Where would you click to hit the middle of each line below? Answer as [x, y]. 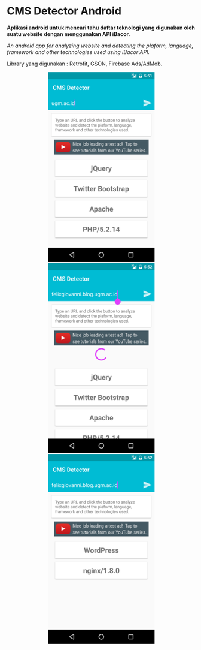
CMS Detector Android [64, 11]
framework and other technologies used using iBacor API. [78, 52]
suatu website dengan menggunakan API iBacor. [68, 34]
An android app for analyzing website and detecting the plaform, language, [100, 46]
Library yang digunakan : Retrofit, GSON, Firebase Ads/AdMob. [85, 64]
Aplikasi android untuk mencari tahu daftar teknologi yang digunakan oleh [101, 28]
